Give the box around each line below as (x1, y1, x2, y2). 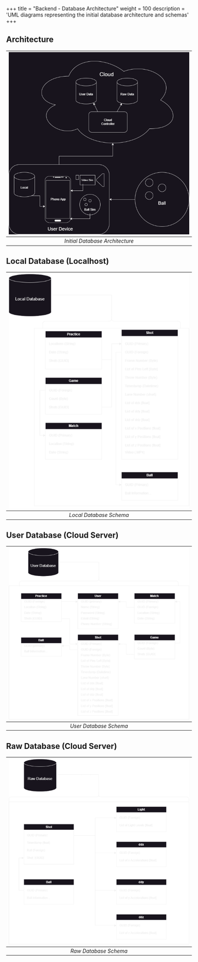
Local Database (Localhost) (6, 256, 109, 266)
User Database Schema (70, 722, 128, 729)
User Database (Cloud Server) (6, 531, 119, 540)
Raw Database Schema (70, 947, 128, 954)
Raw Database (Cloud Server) (6, 741, 117, 751)
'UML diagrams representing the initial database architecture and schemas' (6, 11, 189, 18)
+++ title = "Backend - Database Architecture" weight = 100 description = (6, 5, 185, 12)
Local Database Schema (68, 512, 130, 519)
